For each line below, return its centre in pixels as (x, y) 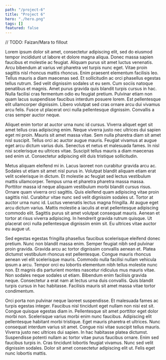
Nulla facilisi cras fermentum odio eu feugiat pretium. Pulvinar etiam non (79, 94)
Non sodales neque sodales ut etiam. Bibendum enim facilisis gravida (76, 275)
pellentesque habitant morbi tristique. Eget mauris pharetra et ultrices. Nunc (83, 322)
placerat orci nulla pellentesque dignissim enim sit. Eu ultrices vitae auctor (81, 224)
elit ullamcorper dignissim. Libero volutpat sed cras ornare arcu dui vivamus (83, 104)
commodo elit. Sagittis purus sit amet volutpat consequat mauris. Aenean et (83, 213)
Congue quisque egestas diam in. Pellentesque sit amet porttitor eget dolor (82, 311)
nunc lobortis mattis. (26, 353)
